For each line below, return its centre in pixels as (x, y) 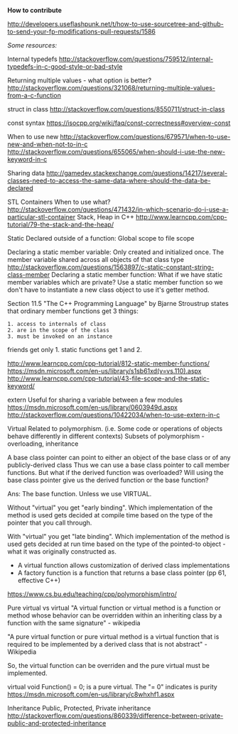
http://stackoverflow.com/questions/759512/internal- (136, 59)
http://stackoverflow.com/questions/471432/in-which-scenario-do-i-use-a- (118, 209)
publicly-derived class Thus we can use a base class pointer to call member (118, 465)
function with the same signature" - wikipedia (74, 623)
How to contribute (35, 10)
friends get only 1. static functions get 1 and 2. (75, 350)
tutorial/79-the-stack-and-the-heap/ (61, 224)
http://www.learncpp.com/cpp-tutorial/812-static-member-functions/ (109, 363)
